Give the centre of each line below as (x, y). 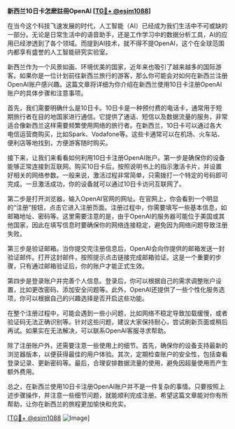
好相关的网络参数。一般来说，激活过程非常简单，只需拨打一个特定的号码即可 (117, 175)
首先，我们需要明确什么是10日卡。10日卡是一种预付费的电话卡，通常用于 (112, 108)
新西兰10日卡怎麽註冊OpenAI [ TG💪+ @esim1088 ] (79, 11)
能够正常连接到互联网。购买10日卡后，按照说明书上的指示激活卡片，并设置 (115, 166)
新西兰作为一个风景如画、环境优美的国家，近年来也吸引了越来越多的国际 (111, 67)
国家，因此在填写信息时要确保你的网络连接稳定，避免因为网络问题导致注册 (120, 225)
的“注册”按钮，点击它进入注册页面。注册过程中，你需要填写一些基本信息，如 (117, 208)
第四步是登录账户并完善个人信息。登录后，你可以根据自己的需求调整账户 (111, 281)
